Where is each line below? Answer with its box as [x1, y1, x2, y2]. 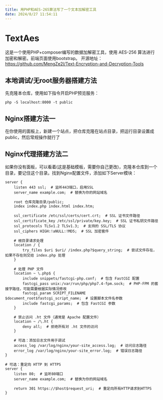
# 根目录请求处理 [14, 238, 44, 243]
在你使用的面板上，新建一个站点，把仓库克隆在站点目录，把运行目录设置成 [5, 128, 154, 134]
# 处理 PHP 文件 [14, 266, 44, 271]
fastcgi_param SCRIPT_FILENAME [22, 291, 86, 296]
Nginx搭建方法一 [5, 114, 56, 122]
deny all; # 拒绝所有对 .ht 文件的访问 [22, 324, 98, 329]
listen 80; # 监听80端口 [14, 371, 63, 376]
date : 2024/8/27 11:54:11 [5, 12, 57, 17]
